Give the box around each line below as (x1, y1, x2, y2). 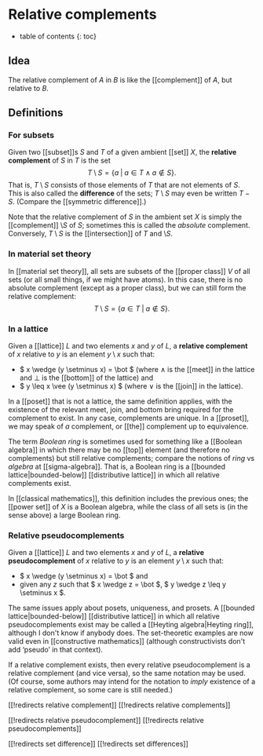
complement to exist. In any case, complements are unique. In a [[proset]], (8, 414, 250, 423)
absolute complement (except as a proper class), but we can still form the (8, 283, 247, 292)
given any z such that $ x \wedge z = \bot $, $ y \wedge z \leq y (19, 579, 226, 590)
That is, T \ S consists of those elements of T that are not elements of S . (8, 181, 241, 190)
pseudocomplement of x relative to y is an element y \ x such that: (8, 556, 224, 566)
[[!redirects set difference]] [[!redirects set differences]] (8, 740, 188, 749)
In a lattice (8, 323, 49, 334)
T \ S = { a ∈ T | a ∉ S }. (93, 304, 170, 313)
